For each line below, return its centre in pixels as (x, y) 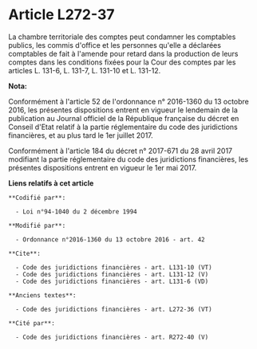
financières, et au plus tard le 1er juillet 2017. (81, 135)
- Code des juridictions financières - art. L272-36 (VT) (114, 309)
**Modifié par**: (37, 225)
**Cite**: (25, 253)
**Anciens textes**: (43, 295)
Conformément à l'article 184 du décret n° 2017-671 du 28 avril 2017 (121, 151)
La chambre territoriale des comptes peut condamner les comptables (122, 37)
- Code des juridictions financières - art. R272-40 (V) (112, 337)
